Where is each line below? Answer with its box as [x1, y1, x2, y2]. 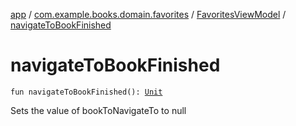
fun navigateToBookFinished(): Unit [10, 87, 163, 97]
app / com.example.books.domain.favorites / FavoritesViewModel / [10, 9, 287, 20]
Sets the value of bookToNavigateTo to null [10, 104, 187, 116]
